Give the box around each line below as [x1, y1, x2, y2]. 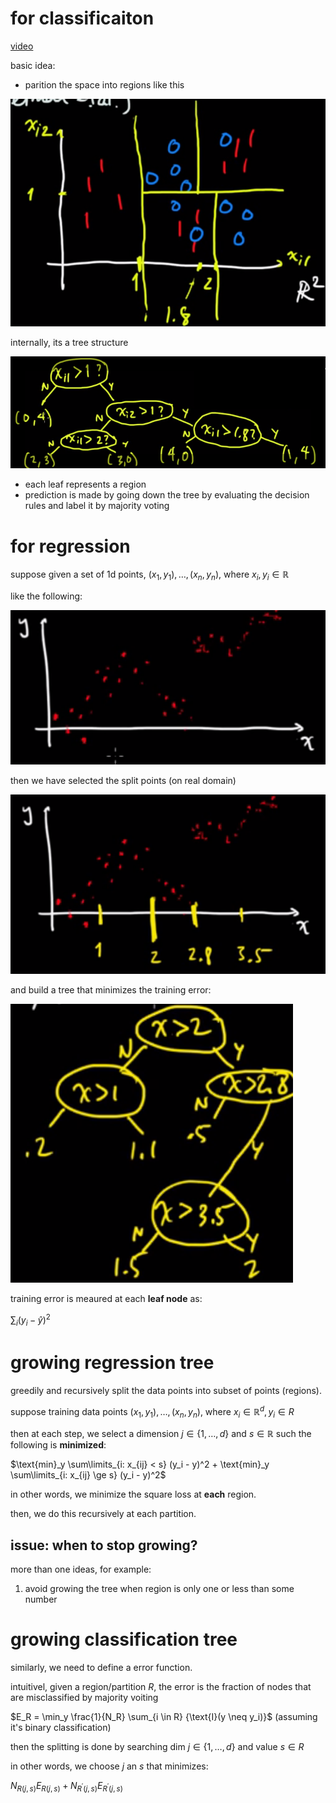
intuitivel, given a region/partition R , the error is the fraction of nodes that [10, 1681, 312, 1693]
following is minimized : [10, 1439, 107, 1451]
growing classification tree [10, 1628, 238, 1651]
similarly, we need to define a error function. [10, 1662, 193, 1674]
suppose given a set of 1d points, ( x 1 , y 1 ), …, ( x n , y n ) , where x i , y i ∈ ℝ [10, 568, 290, 583]
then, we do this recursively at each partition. [10, 1508, 197, 1520]
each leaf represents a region [24, 478, 147, 491]
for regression [10, 535, 131, 557]
